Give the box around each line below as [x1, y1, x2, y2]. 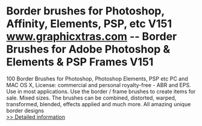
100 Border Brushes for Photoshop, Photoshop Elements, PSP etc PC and [6, 75, 188, 82]
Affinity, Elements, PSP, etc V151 [6, 17, 172, 31]
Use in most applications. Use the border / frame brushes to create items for [6, 88, 196, 95]
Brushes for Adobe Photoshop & [6, 43, 171, 56]
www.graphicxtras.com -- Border [6, 30, 177, 43]
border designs [6, 107, 44, 114]
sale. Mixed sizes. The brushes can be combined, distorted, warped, [6, 94, 177, 101]
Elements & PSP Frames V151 [6, 55, 154, 69]
